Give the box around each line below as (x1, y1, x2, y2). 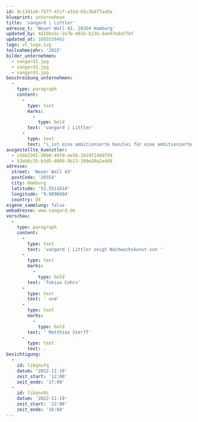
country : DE (11, 197, 41, 203)
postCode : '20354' (11, 175, 58, 181)
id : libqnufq (17, 362, 49, 369)
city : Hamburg (11, 180, 46, 186)
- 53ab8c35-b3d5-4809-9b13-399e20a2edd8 (11, 158, 113, 164)
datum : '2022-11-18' (17, 368, 68, 374)
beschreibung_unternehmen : (6, 75, 73, 81)
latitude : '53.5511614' (11, 185, 70, 191)
